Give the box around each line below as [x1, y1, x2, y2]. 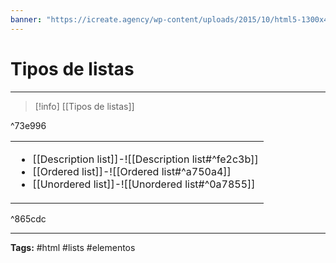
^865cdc [10, 212, 47, 225]
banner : [10, 14, 43, 25]
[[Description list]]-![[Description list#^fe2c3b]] [32, 152, 259, 166]
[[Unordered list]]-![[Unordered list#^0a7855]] [32, 177, 256, 191]
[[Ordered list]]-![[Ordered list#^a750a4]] [32, 164, 232, 178]
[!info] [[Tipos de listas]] [34, 100, 135, 112]
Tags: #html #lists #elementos [10, 241, 136, 253]
